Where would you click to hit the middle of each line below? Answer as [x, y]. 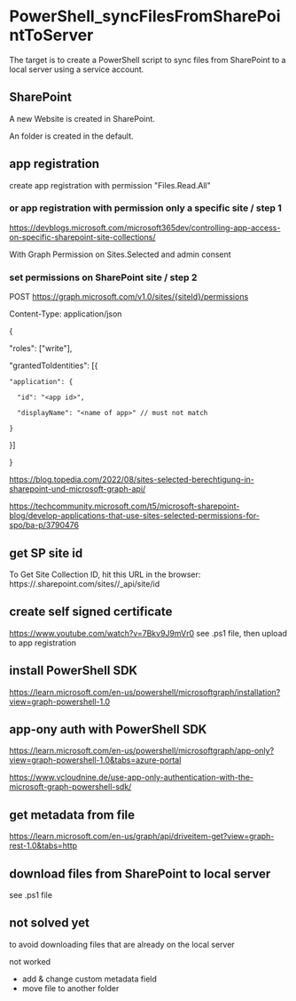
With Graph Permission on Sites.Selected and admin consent [121, 254]
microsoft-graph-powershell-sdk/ [70, 787]
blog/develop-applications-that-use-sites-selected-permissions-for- [134, 516]
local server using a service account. [77, 69]
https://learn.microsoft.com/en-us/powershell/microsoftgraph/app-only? [142, 751]
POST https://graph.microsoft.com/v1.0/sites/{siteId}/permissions [129, 297]
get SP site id [46, 553]
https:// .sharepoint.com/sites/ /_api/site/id [85, 583]
